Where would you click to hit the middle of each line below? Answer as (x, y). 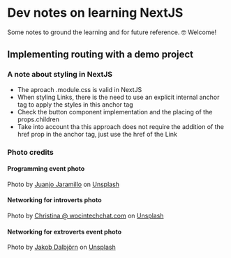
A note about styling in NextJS (60, 75)
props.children (38, 119)
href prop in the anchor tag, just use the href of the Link (97, 134)
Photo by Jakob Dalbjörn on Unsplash (62, 247)
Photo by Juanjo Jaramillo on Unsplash (64, 184)
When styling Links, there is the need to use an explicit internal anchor (118, 97)
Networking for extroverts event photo (65, 232)
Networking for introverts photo (54, 200)
